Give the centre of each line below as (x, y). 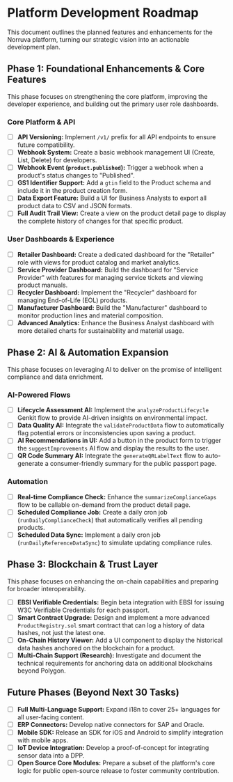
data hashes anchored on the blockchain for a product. (96, 648)
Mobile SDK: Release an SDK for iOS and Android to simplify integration (120, 732)
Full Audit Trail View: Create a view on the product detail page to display (122, 213)
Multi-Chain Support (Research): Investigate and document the (109, 655)
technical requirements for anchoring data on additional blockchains (115, 663)
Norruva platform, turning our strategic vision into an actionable (98, 39)
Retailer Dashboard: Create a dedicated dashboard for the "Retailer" (116, 254)
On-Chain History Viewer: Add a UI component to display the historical (120, 640)
